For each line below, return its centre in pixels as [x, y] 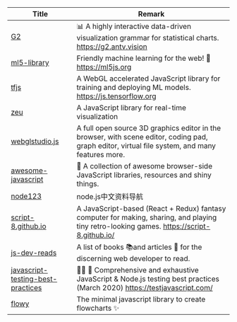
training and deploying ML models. [134, 87]
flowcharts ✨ [98, 308]
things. [88, 184]
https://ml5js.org [104, 67]
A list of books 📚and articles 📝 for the [139, 247]
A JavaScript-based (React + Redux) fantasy [151, 208]
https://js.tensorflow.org [116, 96]
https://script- [187, 226]
